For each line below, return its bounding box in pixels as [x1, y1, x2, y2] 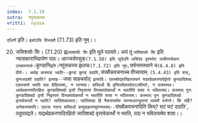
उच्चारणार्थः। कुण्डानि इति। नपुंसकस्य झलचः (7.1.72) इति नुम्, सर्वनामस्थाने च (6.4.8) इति [15, 62, 185, 69]
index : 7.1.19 [7, 8, 45, 15]
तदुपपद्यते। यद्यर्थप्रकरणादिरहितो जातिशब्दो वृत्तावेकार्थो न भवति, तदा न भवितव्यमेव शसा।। [15, 110, 183, 117]
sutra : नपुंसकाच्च [7, 14, 45, 20]
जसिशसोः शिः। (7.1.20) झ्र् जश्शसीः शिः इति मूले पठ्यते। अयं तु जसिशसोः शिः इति [15, 49, 164, 56]
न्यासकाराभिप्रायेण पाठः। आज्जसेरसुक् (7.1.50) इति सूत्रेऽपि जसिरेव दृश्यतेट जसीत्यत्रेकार [15, 55, 180, 62]
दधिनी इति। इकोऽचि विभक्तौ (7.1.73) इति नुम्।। [7, 37, 96, 44]
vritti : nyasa [7, 20, 45, 26]
